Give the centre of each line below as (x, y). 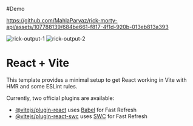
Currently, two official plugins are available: (60, 98)
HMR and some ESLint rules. (42, 86)
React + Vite (38, 63)
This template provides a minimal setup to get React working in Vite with (96, 80)
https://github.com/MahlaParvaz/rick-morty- (62, 20)
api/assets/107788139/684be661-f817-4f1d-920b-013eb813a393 (87, 27)
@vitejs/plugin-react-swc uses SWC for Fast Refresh (81, 116)
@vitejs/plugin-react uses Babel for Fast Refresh (76, 110)
